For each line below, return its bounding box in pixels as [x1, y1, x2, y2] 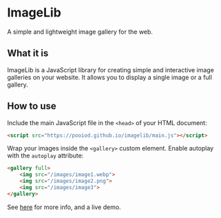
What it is [7, 47, 49, 59]
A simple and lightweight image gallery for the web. [7, 28, 154, 36]
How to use [7, 100, 56, 112]
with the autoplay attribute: [7, 151, 84, 160]
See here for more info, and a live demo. [7, 203, 122, 211]
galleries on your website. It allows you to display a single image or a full [7, 73, 212, 81]
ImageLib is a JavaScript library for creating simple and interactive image [7, 65, 215, 74]
